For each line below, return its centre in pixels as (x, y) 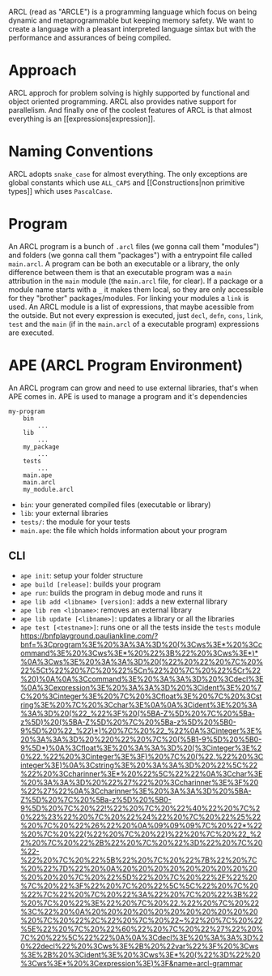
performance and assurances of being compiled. (90, 37)
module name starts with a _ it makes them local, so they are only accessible (136, 289)
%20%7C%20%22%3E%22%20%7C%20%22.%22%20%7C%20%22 (140, 903)
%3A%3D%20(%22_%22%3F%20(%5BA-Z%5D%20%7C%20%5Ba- (137, 713)
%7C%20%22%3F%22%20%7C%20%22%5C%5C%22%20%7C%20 (139, 886)
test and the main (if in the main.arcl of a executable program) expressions (134, 324)
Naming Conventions (81, 151)
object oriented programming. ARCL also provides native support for (123, 101)
